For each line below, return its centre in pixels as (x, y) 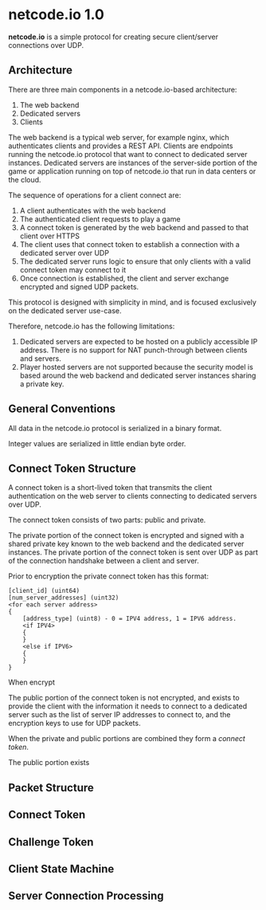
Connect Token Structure (72, 468)
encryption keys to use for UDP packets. (74, 724)
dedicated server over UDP (65, 253)
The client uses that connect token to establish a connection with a (130, 244)
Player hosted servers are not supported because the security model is (136, 367)
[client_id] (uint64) (44, 591)
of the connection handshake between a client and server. (104, 561)
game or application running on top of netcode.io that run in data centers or (132, 171)
